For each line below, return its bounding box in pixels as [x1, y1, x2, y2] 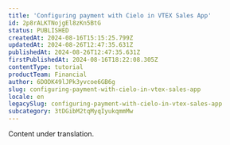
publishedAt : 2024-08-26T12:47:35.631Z [8, 48, 141, 56]
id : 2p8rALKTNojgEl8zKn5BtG [8, 19, 102, 27]
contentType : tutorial [8, 63, 84, 71]
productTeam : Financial [8, 71, 88, 78]
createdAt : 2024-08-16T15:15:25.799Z [8, 33, 134, 42]
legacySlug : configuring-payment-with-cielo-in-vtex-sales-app [8, 100, 223, 108]
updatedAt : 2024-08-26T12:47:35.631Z [8, 41, 134, 49]
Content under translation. [8, 129, 95, 139]
